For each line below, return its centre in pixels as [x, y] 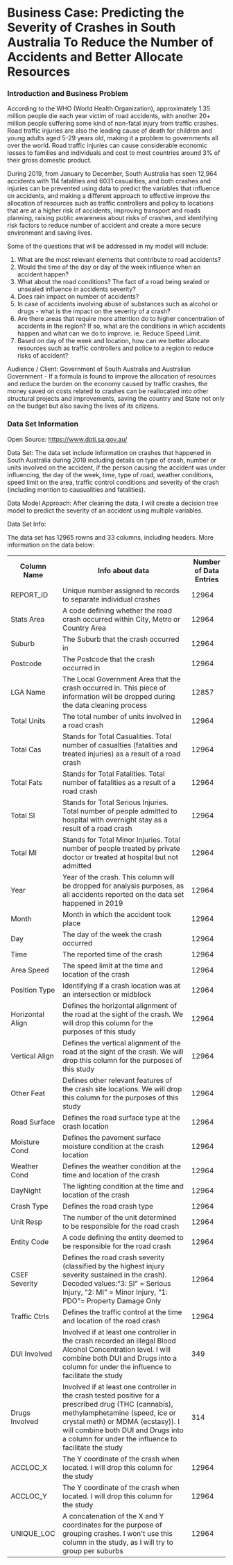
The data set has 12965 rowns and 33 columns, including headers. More [110, 537]
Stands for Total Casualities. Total [117, 736]
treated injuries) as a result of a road [121, 754]
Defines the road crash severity [113, 1257]
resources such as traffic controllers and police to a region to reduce [115, 348]
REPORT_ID [29, 595]
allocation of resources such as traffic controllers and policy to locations [110, 204]
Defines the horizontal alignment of [120, 1005]
